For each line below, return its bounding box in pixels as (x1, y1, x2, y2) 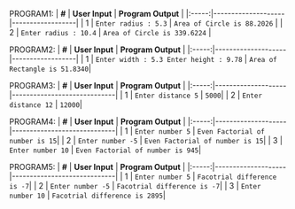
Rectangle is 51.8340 (9, 65, 89, 74)
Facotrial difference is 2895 (51, 191, 164, 200)
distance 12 (9, 101, 53, 110)
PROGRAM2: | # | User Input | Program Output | (9, 44, 186, 55)
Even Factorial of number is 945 (74, 146, 199, 155)
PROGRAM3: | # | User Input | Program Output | (9, 81, 186, 90)
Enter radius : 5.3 (95, 19, 167, 28)
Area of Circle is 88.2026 (174, 19, 274, 28)
